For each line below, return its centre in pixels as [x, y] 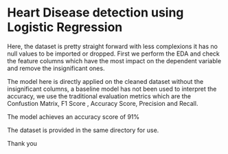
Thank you [22, 143]
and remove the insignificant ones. [56, 68]
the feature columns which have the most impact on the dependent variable [114, 60]
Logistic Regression [65, 27]
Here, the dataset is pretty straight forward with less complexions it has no [113, 46]
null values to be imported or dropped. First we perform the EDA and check [113, 54]
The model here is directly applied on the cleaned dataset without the [105, 81]
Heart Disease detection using [95, 13]
